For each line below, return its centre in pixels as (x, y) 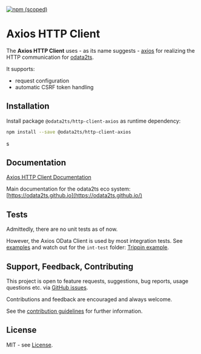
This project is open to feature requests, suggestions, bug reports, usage (97, 281)
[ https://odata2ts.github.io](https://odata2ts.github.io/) (74, 196)
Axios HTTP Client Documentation (49, 177)
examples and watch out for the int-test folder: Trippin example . (88, 247)
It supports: (21, 69)
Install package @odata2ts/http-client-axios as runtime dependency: (94, 121)
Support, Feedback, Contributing (70, 266)
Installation (28, 106)
